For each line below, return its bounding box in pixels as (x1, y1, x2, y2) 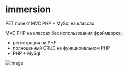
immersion (5, 4, 51, 15)
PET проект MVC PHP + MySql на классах (5, 20, 94, 26)
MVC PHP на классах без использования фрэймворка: (5, 30, 122, 36)
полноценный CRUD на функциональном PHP (12, 45, 110, 51)
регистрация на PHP (12, 39, 57, 46)
